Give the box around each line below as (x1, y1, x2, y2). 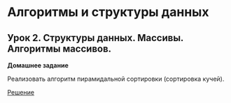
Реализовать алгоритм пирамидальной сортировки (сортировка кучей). (7, 74, 225, 83)
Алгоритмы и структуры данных (7, 4, 209, 20)
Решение (7, 88, 35, 96)
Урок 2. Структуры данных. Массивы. (7, 32, 184, 44)
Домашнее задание (7, 61, 69, 70)
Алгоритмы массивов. (7, 42, 112, 54)
